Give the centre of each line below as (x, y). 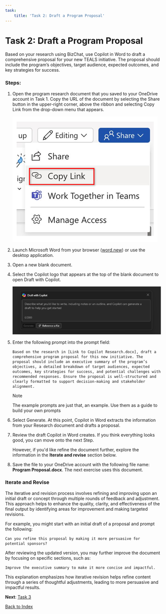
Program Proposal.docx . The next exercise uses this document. (78, 470)
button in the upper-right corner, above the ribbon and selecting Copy (83, 104)
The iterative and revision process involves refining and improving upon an (81, 493)
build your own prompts (36, 410)
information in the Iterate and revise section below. (64, 455)
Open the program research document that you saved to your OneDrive (85, 93)
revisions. (15, 514)
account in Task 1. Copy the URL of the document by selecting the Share (86, 99)
